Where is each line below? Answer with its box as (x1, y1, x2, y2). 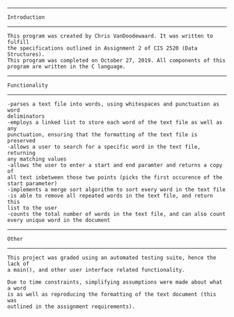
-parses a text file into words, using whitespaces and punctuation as (7, 101, 219, 108)
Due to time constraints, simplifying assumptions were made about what (7, 279, 223, 286)
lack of (7, 260, 30, 267)
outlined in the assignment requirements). (7, 303, 136, 310)
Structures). (7, 51, 45, 58)
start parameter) (7, 180, 58, 187)
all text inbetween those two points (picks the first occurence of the (7, 174, 223, 181)
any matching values (7, 156, 68, 163)
